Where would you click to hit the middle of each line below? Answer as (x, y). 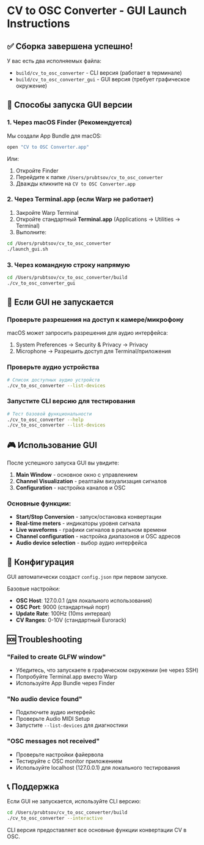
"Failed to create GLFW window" (56, 657)
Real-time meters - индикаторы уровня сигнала (78, 523)
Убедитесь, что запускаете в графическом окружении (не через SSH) (107, 670)
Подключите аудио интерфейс (55, 712)
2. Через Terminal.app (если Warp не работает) (80, 199)
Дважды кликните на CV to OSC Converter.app (76, 184)
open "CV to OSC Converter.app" (48, 147)
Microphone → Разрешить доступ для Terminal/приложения (93, 351)
